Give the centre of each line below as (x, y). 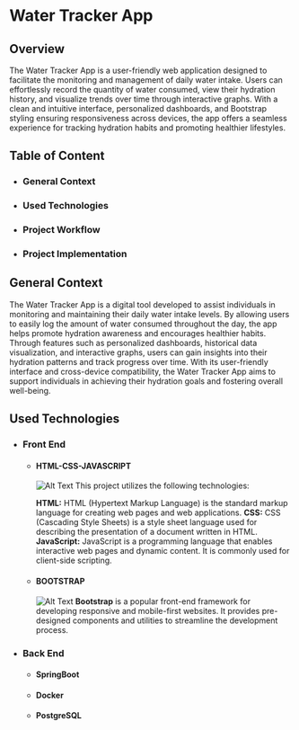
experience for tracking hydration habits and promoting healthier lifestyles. (147, 128)
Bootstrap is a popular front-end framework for (163, 601)
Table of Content (57, 156)
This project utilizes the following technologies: (162, 485)
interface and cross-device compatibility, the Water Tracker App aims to (143, 371)
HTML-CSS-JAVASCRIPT (84, 466)
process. (52, 629)
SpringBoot (57, 674)
